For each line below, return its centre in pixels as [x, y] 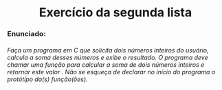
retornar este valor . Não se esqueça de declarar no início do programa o [111, 72]
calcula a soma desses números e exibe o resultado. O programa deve [108, 57]
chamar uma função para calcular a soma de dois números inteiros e [106, 64]
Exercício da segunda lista [115, 13]
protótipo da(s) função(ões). [47, 79]
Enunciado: [26, 34]
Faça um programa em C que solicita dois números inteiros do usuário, [108, 50]
